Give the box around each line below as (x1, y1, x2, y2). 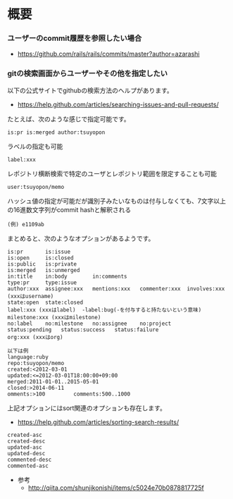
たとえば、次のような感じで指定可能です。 (7, 114, 130, 123)
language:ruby (7, 353, 49, 360)
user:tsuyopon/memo (7, 183, 65, 190)
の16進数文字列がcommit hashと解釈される (7, 205, 132, 214)
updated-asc (7, 443, 42, 451)
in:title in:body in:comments (7, 273, 128, 280)
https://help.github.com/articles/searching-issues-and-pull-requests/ (17, 100, 220, 109)
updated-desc (7, 450, 46, 457)
